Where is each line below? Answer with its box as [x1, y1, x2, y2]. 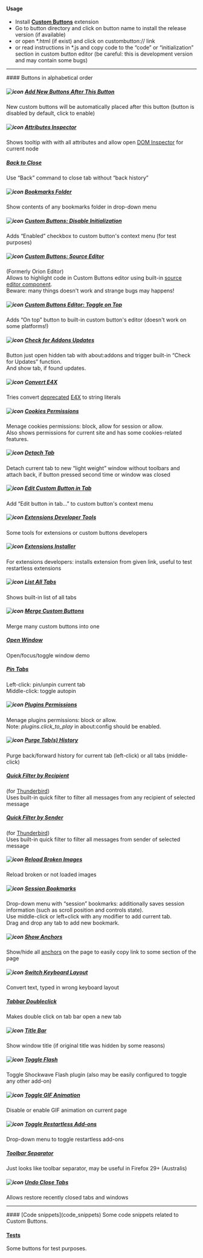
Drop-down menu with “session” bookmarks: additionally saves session [6, 900, 185, 908]
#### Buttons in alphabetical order [6, 74, 93, 82]
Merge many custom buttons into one [6, 622, 100, 630]
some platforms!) [6, 322, 49, 329]
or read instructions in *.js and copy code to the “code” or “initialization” [14, 44, 194, 51]
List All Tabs [24, 578, 56, 585]
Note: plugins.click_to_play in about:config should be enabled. [6, 723, 161, 730]
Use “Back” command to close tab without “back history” [6, 174, 149, 181]
